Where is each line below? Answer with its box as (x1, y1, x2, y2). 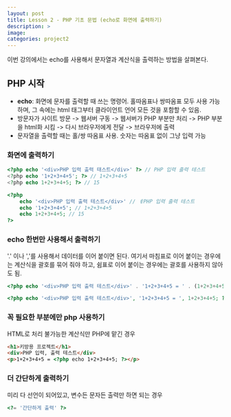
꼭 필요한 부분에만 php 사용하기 (7, 312, 105, 322)
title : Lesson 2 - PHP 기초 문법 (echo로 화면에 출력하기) (7, 17, 163, 23)
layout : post (7, 10, 45, 17)
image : (7, 29, 26, 36)
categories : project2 (7, 36, 69, 43)
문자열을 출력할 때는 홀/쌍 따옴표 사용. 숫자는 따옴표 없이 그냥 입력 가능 (16, 131, 206, 140)
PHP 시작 (7, 77, 45, 89)
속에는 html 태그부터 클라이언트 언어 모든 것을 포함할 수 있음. (38, 105, 201, 114)
